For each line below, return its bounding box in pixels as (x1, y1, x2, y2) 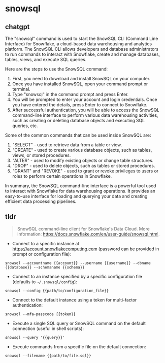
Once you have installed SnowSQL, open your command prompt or (12, 81, 148, 87)
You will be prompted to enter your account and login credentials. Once (12, 97, 158, 102)
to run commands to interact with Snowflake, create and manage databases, (5, 51, 160, 57)
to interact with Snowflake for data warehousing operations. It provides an (5, 188, 156, 194)
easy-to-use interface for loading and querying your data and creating (5, 193, 148, 199)
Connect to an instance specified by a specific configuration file (12, 273, 143, 279)
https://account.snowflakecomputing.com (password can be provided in (12, 246, 159, 252)
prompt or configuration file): (12, 251, 71, 257)
